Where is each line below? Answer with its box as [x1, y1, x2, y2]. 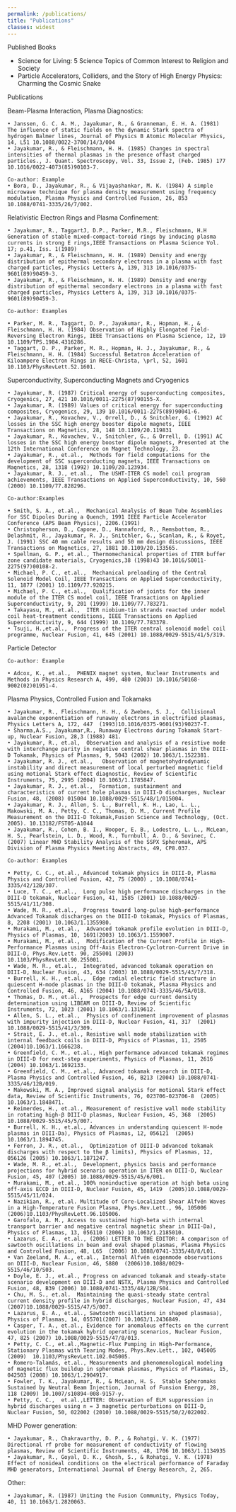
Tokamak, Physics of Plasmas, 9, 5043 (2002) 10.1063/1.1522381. [13, 752, 211, 759]
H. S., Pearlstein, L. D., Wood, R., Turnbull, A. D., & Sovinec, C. [7, 833, 217, 840]
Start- [203, 727, 223, 734]
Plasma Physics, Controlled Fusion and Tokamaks [7, 695, 152, 704]
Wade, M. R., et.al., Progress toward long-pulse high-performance [13, 907, 220, 914]
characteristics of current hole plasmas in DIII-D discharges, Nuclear [7, 789, 226, 796]
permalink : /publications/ [7, 10, 87, 18]
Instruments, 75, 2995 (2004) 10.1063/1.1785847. [7, 777, 157, 784]
